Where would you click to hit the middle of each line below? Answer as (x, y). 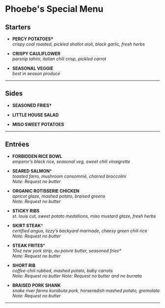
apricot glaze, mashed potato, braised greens (59, 196)
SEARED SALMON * (32, 171)
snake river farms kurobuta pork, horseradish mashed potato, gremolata (86, 290)
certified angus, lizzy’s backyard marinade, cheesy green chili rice (80, 231)
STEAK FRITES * (28, 245)
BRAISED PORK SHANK (36, 285)
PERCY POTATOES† (33, 39)
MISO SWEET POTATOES (38, 124)
